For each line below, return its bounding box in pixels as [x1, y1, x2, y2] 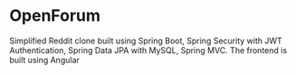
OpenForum [9, 5, 101, 26]
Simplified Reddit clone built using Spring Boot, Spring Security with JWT [9, 35, 282, 46]
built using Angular [9, 54, 80, 65]
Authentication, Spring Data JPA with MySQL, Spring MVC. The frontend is [9, 44, 288, 55]
